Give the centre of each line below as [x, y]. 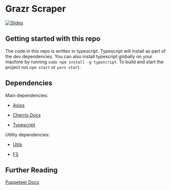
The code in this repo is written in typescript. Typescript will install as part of [85, 51]
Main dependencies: [27, 95]
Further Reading [32, 170]
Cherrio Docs [26, 115]
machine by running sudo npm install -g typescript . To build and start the [84, 62]
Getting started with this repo [53, 39]
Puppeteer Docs [22, 182]
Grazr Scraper [36, 9]
